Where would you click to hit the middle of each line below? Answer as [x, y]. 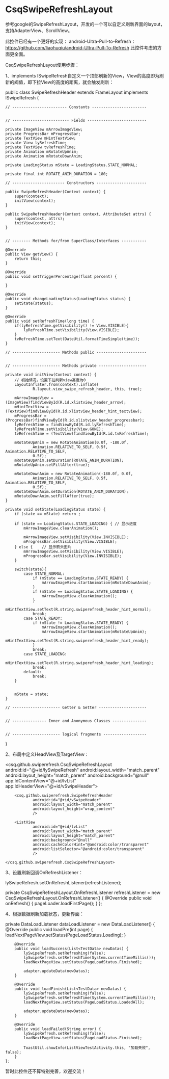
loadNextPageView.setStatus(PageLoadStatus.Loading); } [66, 935]
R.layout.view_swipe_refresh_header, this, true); [87, 389]
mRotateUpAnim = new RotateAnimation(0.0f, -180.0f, [72, 442]
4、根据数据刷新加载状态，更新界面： [45, 914]
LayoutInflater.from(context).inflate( [57, 384]
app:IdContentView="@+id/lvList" [41, 780]
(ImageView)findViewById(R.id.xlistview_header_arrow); [66, 402]
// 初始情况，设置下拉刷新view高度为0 [50, 380]
